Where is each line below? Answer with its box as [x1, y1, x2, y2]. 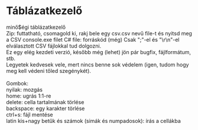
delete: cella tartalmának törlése [6, 98, 85, 105]
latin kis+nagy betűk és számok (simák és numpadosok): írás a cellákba [6, 117, 181, 124]
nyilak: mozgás [6, 86, 43, 93]
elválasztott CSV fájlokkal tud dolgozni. [6, 42, 102, 49]
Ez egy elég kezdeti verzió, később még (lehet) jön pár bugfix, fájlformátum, [6, 48, 191, 55]
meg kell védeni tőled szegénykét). [6, 67, 92, 74]
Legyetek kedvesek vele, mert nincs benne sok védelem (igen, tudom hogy [6, 61, 189, 68]
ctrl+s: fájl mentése [6, 111, 53, 118]
